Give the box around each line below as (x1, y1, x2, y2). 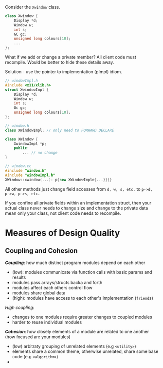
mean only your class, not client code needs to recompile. (5, 210, 121, 216)
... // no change (22, 150, 57, 155)
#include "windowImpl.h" (5, 173, 55, 178)
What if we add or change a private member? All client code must (5, 54, 136, 60)
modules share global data (12, 290, 66, 296)
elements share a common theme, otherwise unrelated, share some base (12, 348, 159, 354)
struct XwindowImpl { (5, 87, 49, 92)
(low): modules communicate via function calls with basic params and (12, 269, 152, 275)
